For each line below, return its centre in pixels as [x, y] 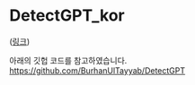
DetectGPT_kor [67, 16]
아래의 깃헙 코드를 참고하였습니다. [68, 60]
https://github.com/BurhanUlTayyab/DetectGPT [97, 70]
